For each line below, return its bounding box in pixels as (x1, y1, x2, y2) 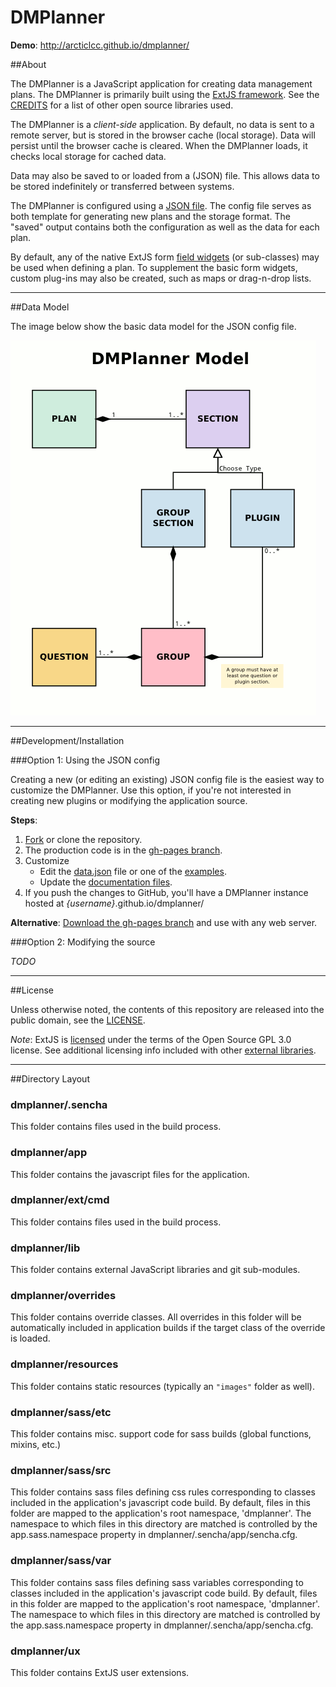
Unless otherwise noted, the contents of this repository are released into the (10, 1003, 325, 1015)
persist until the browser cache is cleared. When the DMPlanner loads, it (10, 139, 308, 151)
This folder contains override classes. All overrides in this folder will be (10, 1311, 302, 1323)
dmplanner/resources (10, 1357, 119, 1371)
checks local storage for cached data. (10, 150, 167, 162)
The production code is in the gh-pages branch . (24, 844, 223, 856)
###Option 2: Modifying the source (10, 936, 156, 948)
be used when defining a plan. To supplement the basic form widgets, (10, 261, 298, 273)
